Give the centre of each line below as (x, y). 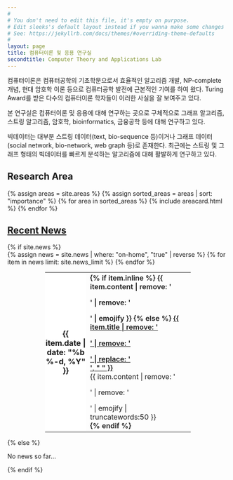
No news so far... (32, 456)
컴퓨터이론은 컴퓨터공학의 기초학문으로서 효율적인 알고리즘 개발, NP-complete (114, 80)
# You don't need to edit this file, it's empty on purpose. (99, 20)
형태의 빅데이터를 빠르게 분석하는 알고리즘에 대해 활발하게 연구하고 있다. (119, 154)
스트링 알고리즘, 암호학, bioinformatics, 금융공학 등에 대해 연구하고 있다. (106, 121)
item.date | (66, 343)
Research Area (40, 176)
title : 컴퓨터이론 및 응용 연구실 (49, 53)
